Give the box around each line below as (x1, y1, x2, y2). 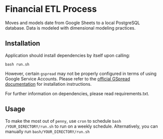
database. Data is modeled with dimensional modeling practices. (5, 25, 136, 31)
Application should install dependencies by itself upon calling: (5, 52, 130, 58)
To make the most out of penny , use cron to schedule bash (5, 118, 121, 124)
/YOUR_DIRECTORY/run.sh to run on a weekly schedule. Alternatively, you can (5, 123, 158, 129)
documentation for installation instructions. (5, 81, 92, 87)
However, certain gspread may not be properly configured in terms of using (5, 70, 157, 76)
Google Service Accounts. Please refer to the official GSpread (5, 75, 130, 82)
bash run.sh (5, 62, 29, 67)
